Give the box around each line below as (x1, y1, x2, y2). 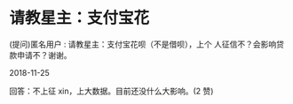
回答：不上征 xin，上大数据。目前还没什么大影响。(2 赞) (9, 85, 214, 96)
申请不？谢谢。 (16, 49, 72, 60)
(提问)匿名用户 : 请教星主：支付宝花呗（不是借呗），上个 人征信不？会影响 (9, 39, 277, 49)
